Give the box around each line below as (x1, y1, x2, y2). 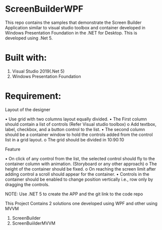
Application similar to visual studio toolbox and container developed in (5, 24, 146, 30)
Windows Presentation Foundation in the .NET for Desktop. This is (5, 30, 138, 36)
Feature (5, 146, 20, 152)
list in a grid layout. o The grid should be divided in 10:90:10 (5, 136, 125, 142)
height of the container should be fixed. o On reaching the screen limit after (5, 166, 156, 172)
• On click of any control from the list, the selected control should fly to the (5, 155, 155, 161)
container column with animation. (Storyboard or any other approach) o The (5, 161, 157, 167)
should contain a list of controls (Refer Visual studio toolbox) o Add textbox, (5, 121, 157, 127)
